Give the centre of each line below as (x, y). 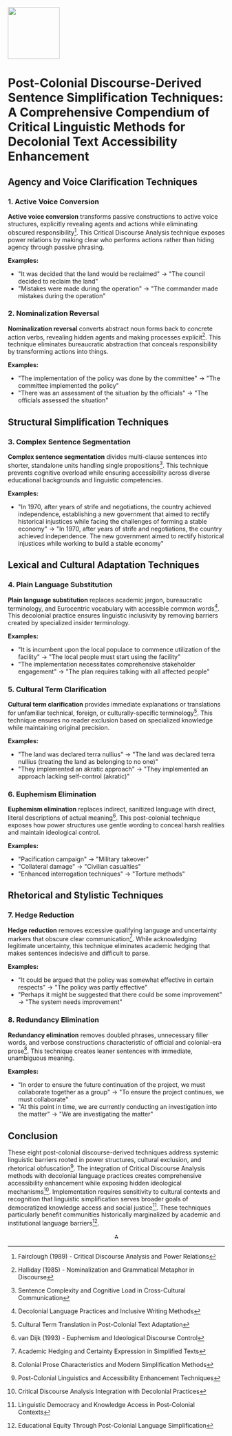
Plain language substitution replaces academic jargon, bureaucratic (105, 600)
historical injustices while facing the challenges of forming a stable (112, 521)
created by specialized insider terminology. (69, 623)
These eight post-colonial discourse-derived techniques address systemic (113, 1152)
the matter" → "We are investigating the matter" (85, 1114)
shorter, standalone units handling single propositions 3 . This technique (108, 465)
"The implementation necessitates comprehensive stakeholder (106, 665)
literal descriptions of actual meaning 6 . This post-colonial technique (104, 817)
